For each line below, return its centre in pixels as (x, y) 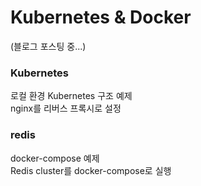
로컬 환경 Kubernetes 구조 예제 (71, 96)
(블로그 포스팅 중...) (48, 46)
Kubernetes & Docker (101, 17)
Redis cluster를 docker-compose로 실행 (91, 170)
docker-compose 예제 (55, 158)
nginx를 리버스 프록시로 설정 (66, 108)
